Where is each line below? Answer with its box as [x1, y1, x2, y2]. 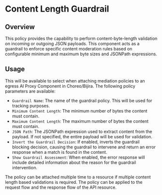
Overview [5, 23, 35, 31]
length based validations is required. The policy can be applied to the [5, 179, 143, 185]
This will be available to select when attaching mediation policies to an [5, 78, 145, 83]
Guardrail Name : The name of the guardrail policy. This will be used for [12, 97, 152, 103]
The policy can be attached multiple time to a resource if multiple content [5, 174, 151, 180]
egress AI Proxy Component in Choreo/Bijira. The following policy [5, 83, 135, 89]
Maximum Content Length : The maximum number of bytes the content [12, 118, 149, 124]
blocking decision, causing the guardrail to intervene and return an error [12, 144, 156, 150]
